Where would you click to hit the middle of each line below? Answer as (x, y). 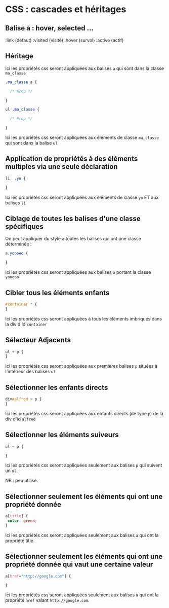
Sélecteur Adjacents (38, 340)
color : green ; (22, 521)
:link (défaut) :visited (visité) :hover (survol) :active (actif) (65, 40)
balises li (16, 203)
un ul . (11, 471)
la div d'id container (26, 324)
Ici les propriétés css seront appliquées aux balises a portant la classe (78, 272)
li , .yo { (16, 178)
